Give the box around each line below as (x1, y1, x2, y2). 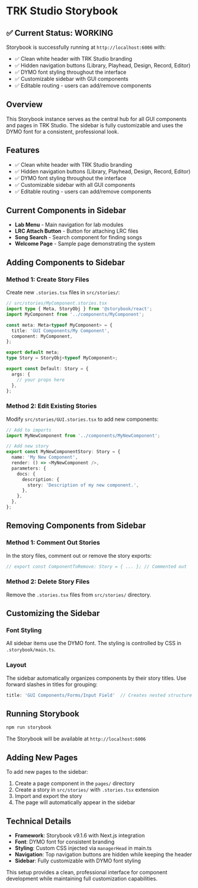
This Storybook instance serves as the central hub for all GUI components (6, 115, 187, 123)
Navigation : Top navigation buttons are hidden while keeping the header (14, 851, 193, 858)
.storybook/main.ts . (6, 646, 56, 653)
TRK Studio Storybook (6, 4, 119, 18)
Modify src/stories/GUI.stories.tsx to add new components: (6, 415, 159, 423)
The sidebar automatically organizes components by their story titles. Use (6, 674, 187, 681)
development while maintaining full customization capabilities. (6, 875, 158, 882)
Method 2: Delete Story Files (6, 577, 90, 586)
